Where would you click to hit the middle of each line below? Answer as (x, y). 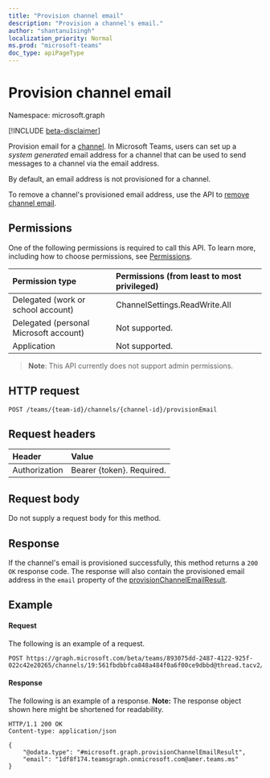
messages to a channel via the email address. (84, 163)
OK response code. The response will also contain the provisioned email (127, 571)
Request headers (52, 434)
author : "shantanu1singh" (51, 31)
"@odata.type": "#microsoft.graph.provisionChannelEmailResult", (135, 752)
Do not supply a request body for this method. (85, 518)
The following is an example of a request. (77, 643)
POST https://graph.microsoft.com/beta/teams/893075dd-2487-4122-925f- (131, 658)
